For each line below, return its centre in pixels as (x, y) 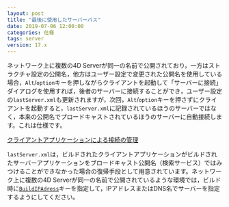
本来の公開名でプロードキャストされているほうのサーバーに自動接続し (118, 116)
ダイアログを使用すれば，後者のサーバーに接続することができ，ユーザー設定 (115, 91)
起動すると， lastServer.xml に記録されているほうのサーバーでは (120, 108)
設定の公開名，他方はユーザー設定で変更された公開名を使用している (126, 74)
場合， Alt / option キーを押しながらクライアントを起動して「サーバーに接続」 (114, 82)
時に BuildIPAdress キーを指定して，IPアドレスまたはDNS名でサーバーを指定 (113, 188)
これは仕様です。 (42, 125)
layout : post (26, 13)
